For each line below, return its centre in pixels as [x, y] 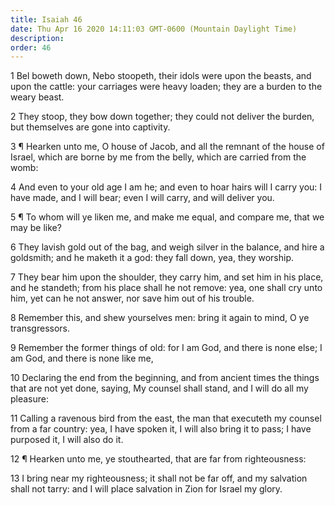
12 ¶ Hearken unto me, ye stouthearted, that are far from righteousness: [158, 459]
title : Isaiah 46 [46, 19]
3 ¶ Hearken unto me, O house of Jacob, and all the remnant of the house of [167, 147]
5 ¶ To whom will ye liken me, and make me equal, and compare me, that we [167, 217]
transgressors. [40, 328]
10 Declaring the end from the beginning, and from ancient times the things [165, 378]
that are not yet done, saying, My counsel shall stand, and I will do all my [159, 388]
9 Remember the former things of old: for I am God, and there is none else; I [166, 348]
